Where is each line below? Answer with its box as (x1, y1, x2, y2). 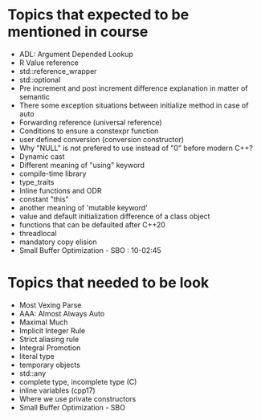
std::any (18, 368, 47, 378)
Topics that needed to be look (7, 274, 210, 292)
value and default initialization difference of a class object (18, 211, 210, 221)
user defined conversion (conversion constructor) (18, 134, 185, 144)
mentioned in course (7, 22, 149, 41)
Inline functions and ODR (18, 186, 102, 195)
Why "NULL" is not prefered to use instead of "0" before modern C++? (18, 143, 254, 153)
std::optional (18, 75, 61, 84)
